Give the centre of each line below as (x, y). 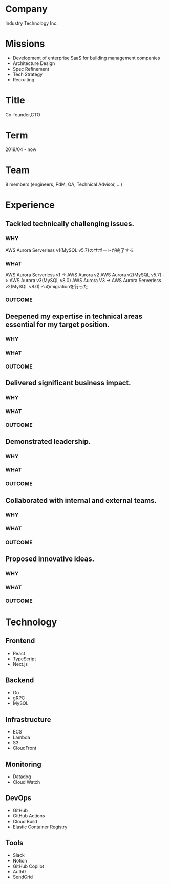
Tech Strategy (27, 74)
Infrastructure (28, 719)
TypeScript (24, 659)
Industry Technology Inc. (31, 23)
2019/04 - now (21, 149)
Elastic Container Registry (40, 827)
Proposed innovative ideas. (50, 559)
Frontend (20, 641)
